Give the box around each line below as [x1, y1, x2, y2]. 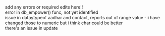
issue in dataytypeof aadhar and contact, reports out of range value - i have [5, 15, 160, 20]
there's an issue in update [5, 25, 58, 31]
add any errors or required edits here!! [5, 4, 83, 10]
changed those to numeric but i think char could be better [5, 20, 123, 26]
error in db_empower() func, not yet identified [5, 9, 99, 15]
